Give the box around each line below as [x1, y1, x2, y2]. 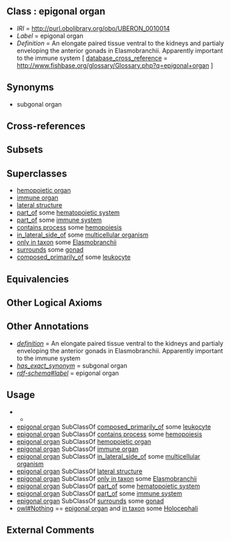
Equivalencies [6, 273, 69, 285]
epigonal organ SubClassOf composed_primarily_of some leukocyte [16, 422, 212, 431]
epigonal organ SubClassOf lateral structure [16, 467, 143, 475]
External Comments [6, 524, 95, 536]
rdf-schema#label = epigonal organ [16, 369, 120, 377]
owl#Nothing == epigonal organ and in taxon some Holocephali [16, 504, 198, 512]
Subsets [6, 144, 43, 156]
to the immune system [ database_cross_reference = [16, 54, 168, 62]
